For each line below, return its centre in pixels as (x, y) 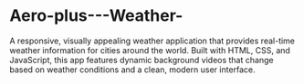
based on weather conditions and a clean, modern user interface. (132, 70)
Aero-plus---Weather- (96, 16)
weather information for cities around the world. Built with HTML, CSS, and (150, 50)
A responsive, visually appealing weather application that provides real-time (152, 41)
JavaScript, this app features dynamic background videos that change (142, 60)
